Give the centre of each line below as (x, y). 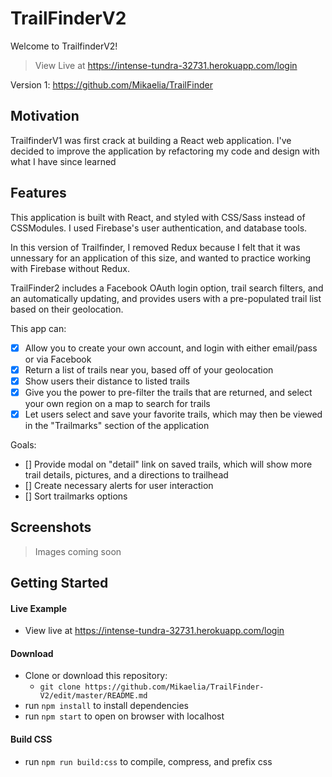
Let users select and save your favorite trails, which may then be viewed (173, 414)
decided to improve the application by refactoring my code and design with (165, 151)
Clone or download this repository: (96, 676)
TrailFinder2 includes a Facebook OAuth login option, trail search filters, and (167, 288)
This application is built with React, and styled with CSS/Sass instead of (158, 217)
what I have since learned (63, 161)
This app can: (38, 328)
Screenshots (51, 527)
